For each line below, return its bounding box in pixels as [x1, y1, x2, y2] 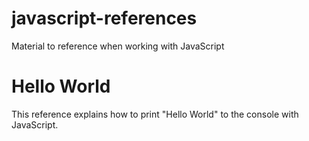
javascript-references [11, 7, 198, 30]
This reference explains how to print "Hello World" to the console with [11, 108, 299, 120]
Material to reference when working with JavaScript [11, 40, 225, 52]
